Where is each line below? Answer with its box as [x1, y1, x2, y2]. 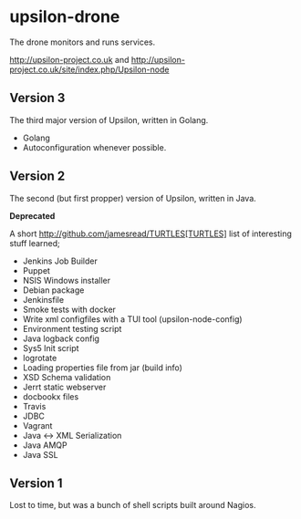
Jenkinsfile [22, 294, 65, 305]
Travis [22, 400, 47, 411]
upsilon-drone [9, 6, 120, 27]
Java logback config [22, 333, 100, 344]
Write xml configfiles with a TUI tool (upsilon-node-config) [22, 313, 244, 325]
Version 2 [9, 169, 66, 184]
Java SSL [22, 449, 58, 460]
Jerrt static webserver [22, 381, 107, 392]
